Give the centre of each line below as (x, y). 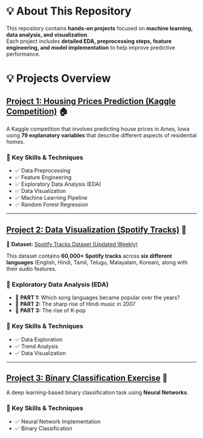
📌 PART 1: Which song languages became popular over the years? (97, 298)
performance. (23, 54)
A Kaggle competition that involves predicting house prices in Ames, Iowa (98, 129)
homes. (16, 142)
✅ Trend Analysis (37, 346)
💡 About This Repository (69, 11)
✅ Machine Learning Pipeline (51, 198)
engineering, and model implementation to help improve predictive (91, 47)
